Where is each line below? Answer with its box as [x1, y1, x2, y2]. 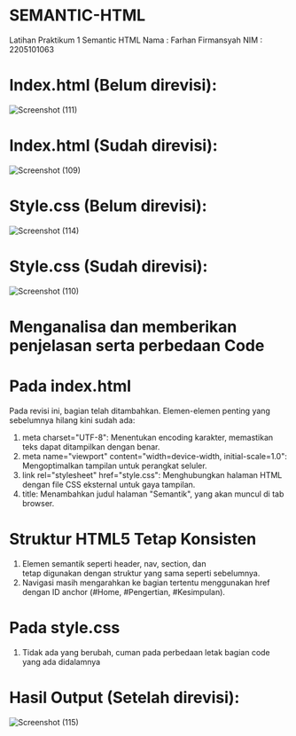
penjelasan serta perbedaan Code [9, 335, 265, 356]
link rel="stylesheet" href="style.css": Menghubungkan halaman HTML [21, 469, 283, 480]
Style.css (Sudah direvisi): [9, 256, 208, 276]
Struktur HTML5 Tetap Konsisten [9, 529, 257, 549]
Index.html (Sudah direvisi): [9, 136, 219, 156]
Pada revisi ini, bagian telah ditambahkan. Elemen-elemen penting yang [9, 405, 270, 416]
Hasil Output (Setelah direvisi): [9, 687, 240, 708]
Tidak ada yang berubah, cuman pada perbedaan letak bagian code [21, 646, 270, 657]
